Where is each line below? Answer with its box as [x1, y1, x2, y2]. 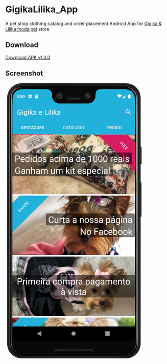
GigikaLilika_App [5, 4, 78, 15]
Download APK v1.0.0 [5, 54, 51, 60]
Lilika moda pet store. [5, 26, 51, 32]
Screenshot [5, 69, 43, 78]
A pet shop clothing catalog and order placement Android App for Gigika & [5, 20, 162, 27]
